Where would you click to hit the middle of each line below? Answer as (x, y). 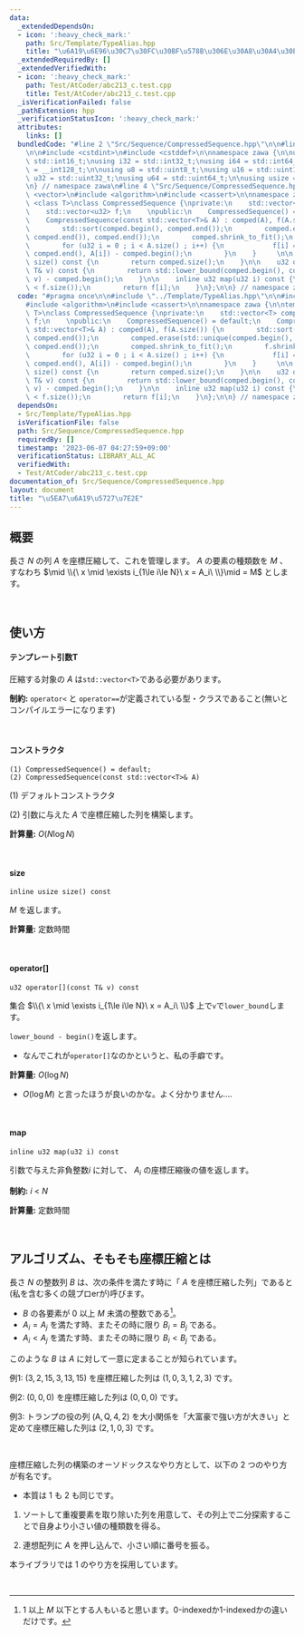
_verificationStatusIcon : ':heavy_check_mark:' (109, 119)
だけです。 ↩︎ (47, 1620)
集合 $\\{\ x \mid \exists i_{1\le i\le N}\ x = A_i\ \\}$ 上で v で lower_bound (139, 1005)
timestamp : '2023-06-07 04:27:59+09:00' (95, 448)
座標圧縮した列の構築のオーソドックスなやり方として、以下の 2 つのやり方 (148, 1465)
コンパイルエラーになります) (62, 709)
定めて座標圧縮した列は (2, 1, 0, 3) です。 (84, 1427)
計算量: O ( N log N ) (42, 834)
